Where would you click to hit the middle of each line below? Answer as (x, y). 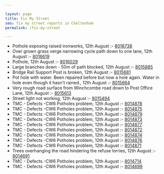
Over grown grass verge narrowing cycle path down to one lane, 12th (82, 51)
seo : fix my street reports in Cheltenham (49, 23)
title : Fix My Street (27, 18)
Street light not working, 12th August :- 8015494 (61, 99)
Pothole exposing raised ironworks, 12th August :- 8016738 (72, 46)
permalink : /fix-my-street (33, 28)
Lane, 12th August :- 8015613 (42, 93)
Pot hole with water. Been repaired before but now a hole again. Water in (86, 77)
